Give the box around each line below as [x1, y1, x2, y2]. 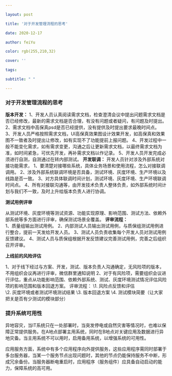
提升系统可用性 [5, 309, 42, 317]
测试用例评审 [5, 199, 32, 205]
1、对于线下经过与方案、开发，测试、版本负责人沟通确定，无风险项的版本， [5, 264, 164, 270]
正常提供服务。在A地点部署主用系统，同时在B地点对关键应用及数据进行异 [9, 328, 164, 335]
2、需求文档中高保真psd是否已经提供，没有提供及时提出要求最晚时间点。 [5, 124, 160, 130]
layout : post [5, 12, 33, 17]
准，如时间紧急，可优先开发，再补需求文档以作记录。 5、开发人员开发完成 [5, 150, 162, 156]
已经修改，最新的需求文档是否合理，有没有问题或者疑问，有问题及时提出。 [9, 118, 167, 124]
